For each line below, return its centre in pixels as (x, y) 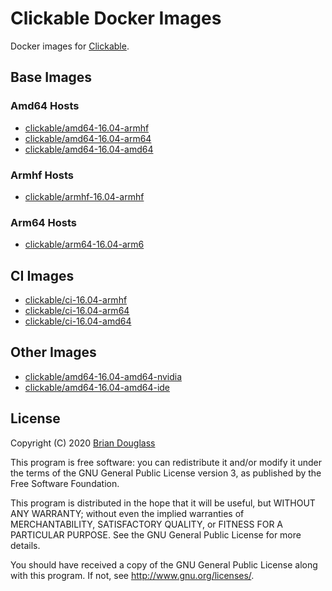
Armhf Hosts (42, 175)
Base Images (51, 77)
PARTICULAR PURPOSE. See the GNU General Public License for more (156, 534)
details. (25, 545)
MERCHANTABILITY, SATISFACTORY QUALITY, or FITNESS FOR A (146, 524)
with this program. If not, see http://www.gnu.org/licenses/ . (132, 575)
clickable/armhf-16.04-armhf (84, 196)
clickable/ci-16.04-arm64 (77, 311)
